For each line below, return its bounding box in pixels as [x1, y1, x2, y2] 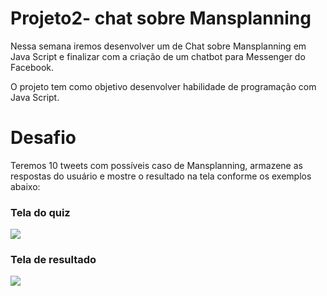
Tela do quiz [10, 205, 71, 219]
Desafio [10, 127, 77, 149]
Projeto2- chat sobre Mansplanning [10, 7, 312, 30]
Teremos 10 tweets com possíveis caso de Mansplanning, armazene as [10, 159, 303, 171]
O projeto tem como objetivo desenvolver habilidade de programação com [10, 80, 317, 92]
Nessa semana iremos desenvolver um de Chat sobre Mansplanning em [10, 40, 307, 52]
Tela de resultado [10, 253, 97, 267]
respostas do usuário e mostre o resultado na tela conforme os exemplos [10, 170, 312, 182]
